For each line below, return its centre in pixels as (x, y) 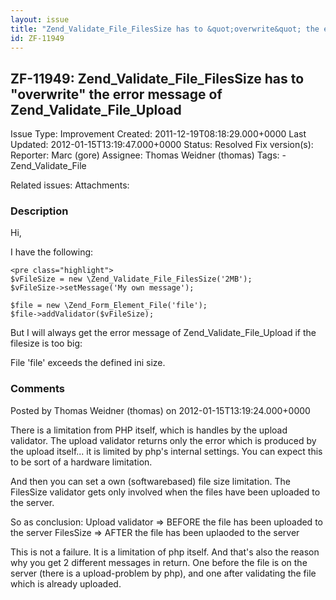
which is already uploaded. (66, 583)
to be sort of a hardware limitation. (81, 462)
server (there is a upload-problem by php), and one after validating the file (163, 573)
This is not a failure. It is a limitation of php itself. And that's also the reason (165, 552)
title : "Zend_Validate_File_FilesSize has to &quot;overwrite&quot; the (165, 29)
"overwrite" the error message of (116, 94)
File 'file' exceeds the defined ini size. (88, 363)
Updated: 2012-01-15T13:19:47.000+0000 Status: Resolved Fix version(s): (162, 145)
